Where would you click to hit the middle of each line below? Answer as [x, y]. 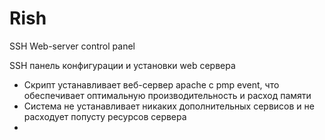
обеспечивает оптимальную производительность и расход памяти [167, 95]
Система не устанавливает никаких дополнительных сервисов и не [169, 106]
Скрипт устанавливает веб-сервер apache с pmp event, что [151, 84]
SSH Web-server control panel [72, 46]
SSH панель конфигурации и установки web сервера [122, 65]
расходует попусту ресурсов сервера [105, 116]
